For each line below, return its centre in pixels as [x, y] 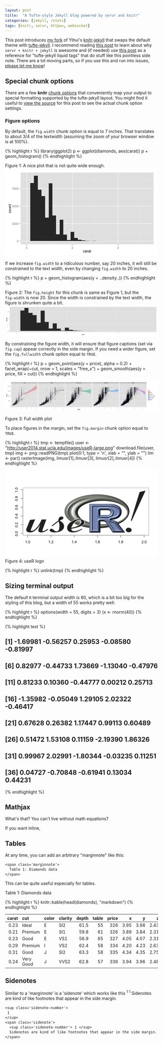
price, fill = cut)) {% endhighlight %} [41, 373]
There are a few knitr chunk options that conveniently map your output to [78, 93]
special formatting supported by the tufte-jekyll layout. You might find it [76, 98]
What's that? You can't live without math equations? [57, 819]
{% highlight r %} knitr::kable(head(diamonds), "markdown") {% [69, 902]
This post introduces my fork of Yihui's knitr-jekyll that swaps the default [78, 40]
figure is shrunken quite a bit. [34, 303]
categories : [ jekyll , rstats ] [36, 20]
